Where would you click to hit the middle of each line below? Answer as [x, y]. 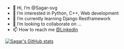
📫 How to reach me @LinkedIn [45, 30]
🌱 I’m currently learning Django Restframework [61, 18]
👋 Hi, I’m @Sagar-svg [35, 8]
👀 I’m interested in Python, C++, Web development [66, 13]
